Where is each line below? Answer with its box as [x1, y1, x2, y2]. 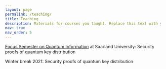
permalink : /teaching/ [5, 12, 52, 17]
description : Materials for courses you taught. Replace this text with [5, 21, 158, 26]
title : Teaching [5, 16, 39, 21]
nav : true [5, 26, 26, 31]
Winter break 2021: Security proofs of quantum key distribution [5, 59, 133, 64]
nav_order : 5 [5, 30, 32, 35]
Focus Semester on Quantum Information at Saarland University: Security [5, 44, 155, 49]
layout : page [5, 7, 32, 12]
